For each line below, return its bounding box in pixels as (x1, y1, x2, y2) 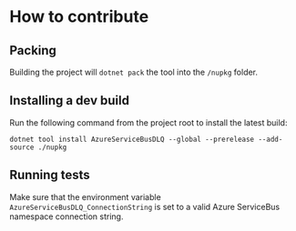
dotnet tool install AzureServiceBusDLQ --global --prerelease (9, 135, 255, 144)
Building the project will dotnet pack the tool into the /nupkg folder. (9, 66, 258, 77)
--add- (258, 135, 283, 144)
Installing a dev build (9, 93, 130, 108)
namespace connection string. (9, 211, 124, 222)
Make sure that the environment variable (9, 191, 161, 202)
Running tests (9, 167, 91, 183)
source (9, 143, 35, 152)
